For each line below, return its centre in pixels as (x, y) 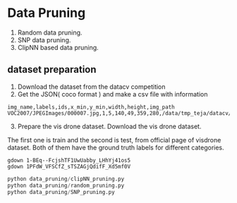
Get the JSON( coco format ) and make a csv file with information (113, 94)
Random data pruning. (50, 32)
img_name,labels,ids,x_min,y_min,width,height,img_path (91, 107)
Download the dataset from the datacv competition (91, 87)
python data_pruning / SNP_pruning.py (61, 192)
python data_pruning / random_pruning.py (66, 185)
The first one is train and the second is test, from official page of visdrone (114, 140)
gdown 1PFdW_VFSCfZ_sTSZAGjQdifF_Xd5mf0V (69, 166)
